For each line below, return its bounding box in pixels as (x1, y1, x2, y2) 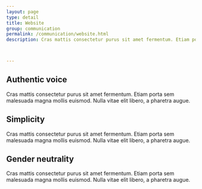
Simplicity (6, 115, 45, 125)
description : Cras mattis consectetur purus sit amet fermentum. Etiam (6, 37, 189, 43)
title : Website (6, 20, 44, 26)
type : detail (6, 14, 39, 20)
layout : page (6, 8, 39, 15)
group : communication (6, 25, 61, 32)
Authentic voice (6, 74, 67, 85)
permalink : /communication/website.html (6, 31, 109, 37)
